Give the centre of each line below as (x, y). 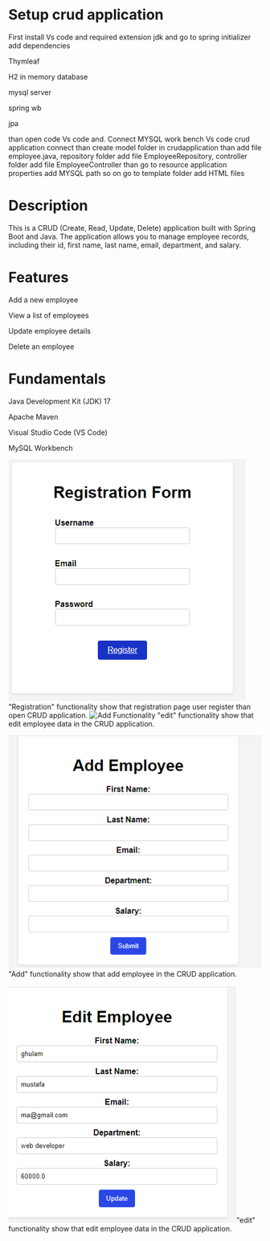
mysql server (30, 92)
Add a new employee (43, 300)
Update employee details (49, 330)
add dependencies (39, 45)
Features (39, 278)
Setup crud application (86, 15)
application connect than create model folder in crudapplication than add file (135, 147)
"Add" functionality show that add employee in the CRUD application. (123, 973)
